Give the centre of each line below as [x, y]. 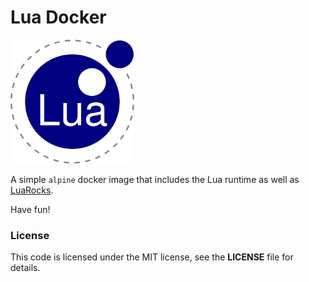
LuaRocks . [32, 190]
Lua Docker [58, 17]
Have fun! [30, 209]
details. [25, 268]
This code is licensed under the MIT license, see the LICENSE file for [152, 257]
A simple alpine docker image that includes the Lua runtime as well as [155, 179]
